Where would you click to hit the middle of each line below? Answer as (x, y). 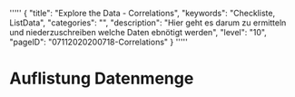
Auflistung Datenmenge (102, 78)
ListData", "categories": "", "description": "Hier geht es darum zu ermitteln (148, 23)
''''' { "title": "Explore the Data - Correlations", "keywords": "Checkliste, (142, 13)
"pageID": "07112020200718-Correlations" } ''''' (98, 42)
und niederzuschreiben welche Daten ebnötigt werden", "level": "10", (138, 32)
